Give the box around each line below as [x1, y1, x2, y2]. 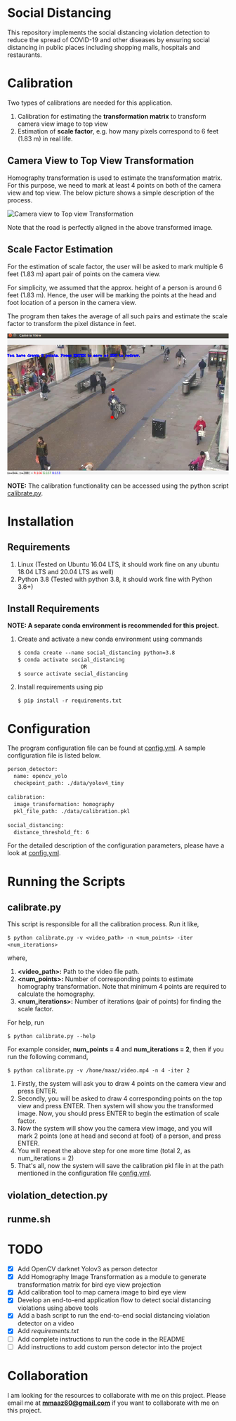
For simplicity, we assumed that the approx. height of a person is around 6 [7, 283, 223, 292]
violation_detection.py [7, 1189, 108, 1201]
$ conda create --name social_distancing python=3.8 [17, 649, 176, 656]
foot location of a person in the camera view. [7, 298, 137, 306]
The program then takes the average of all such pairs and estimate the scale [7, 311, 228, 320]
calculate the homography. [17, 989, 96, 999]
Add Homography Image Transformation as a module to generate [17, 1273, 206, 1281]
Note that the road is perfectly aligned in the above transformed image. [7, 223, 213, 231]
